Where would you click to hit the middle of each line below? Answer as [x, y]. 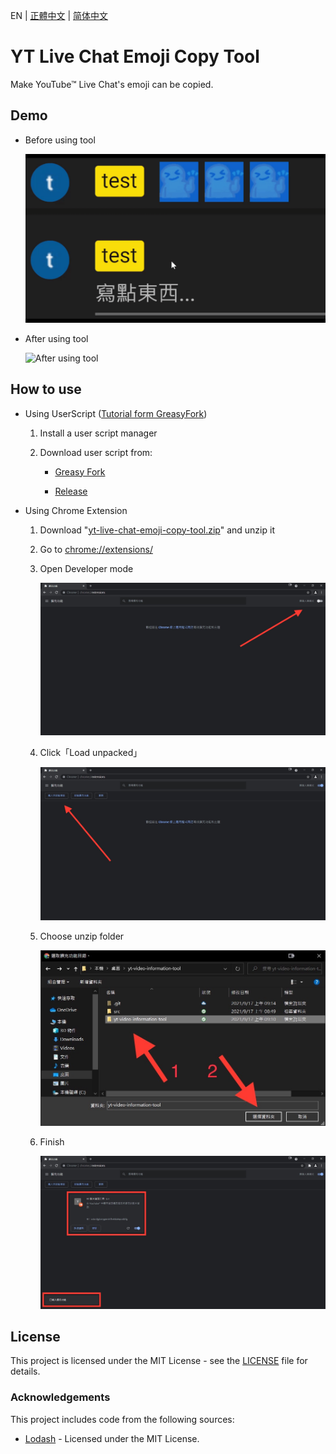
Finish [52, 1141]
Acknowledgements [60, 1397]
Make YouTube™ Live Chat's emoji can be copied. [112, 84]
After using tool [56, 338]
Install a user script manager [98, 433]
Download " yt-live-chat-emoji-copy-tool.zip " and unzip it [157, 530]
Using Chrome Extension [76, 510]
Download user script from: [96, 452]
